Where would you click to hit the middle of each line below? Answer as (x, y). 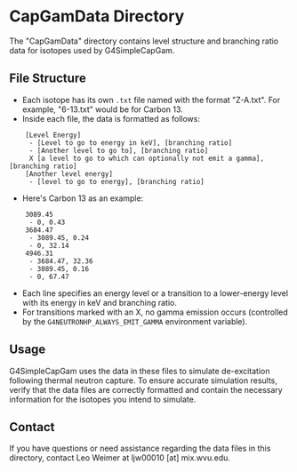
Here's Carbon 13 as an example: (83, 198)
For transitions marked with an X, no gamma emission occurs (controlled (155, 312)
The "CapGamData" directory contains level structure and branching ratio (144, 41)
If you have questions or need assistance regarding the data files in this (140, 448)
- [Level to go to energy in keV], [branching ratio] (131, 143)
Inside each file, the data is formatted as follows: (111, 118)
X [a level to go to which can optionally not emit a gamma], (147, 158)
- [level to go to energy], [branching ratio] (116, 181)
